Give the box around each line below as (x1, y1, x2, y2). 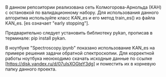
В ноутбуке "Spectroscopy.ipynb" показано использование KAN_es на (5, 45, 155, 50)
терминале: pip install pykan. (5, 35, 66, 41)
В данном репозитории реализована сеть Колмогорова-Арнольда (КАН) (5, 4, 162, 10)
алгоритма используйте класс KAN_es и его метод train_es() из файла (5, 15, 155, 20)
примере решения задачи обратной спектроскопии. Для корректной (5, 50, 154, 56)
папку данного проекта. (5, 66, 57, 72)
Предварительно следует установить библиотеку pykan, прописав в (5, 30, 153, 35)
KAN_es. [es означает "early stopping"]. (5, 20, 90, 26)
